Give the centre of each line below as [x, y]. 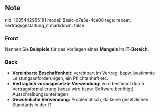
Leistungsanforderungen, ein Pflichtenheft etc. [60, 78]
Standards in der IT [32, 105]
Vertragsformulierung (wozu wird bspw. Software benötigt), [74, 89]
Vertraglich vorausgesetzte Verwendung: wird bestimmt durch [78, 84]
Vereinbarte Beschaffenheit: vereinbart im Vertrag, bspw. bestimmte [84, 73]
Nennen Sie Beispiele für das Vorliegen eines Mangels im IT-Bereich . [77, 49]
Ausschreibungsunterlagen [40, 94]
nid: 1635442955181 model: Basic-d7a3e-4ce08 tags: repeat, [68, 20]
